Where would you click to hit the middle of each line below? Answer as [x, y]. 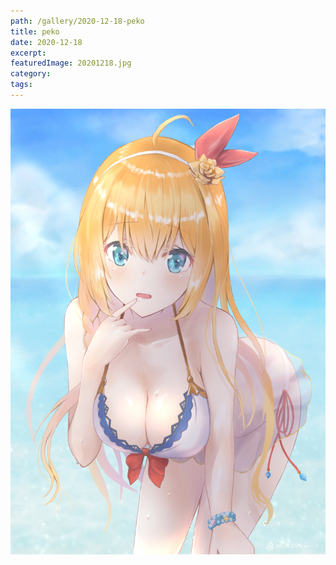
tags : [21, 85]
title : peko [35, 31]
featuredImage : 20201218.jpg [71, 63]
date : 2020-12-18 [46, 42]
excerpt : [28, 53]
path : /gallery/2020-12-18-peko [77, 21]
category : [31, 74]
